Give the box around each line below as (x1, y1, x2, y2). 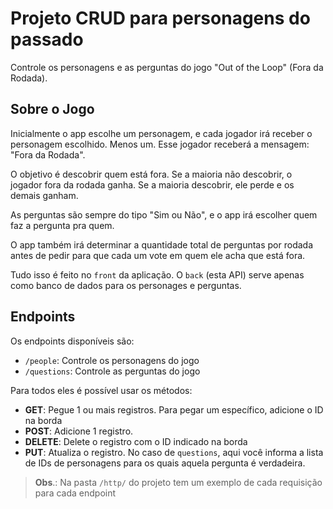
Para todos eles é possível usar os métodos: (10, 384, 193, 396)
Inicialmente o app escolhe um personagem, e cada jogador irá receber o (10, 127, 313, 139)
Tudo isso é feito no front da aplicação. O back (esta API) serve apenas (10, 268, 305, 281)
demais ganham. (10, 189, 79, 201)
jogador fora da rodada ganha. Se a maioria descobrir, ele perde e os (10, 178, 295, 191)
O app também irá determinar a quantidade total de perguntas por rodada (10, 238, 314, 251)
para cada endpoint (34, 487, 117, 499)
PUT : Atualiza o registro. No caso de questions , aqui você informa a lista (24, 446, 324, 458)
